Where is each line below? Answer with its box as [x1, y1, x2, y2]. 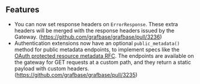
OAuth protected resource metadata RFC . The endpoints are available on [14, 52, 194, 59]
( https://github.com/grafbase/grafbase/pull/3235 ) [14, 71, 138, 78]
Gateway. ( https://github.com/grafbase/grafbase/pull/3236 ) [14, 33, 162, 41]
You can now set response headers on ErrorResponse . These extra [14, 20, 178, 27]
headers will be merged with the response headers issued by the [14, 27, 175, 34]
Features [5, 5, 40, 15]
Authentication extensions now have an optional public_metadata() [14, 39, 180, 46]
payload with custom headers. [14, 65, 89, 72]
